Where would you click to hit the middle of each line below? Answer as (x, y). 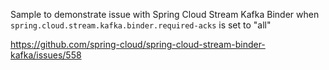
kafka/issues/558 (46, 55)
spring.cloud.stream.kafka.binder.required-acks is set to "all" (141, 25)
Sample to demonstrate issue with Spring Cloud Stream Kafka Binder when (165, 14)
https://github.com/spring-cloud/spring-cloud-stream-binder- (138, 44)
